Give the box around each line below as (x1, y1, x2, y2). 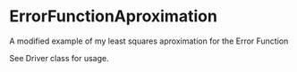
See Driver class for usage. (9, 52, 109, 63)
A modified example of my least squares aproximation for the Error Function (9, 36, 289, 46)
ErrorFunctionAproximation (9, 6, 217, 27)
